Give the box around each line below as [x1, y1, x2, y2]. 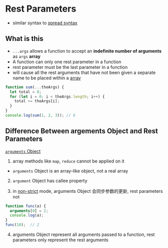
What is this [5, 34, 44, 43]
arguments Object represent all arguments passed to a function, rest [12, 231, 155, 238]
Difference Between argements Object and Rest [5, 127, 158, 136]
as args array [12, 53, 41, 59]
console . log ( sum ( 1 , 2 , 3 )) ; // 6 [5, 113, 76, 118]
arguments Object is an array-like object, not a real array [12, 168, 129, 174]
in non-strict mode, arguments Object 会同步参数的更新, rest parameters [12, 188, 163, 194]
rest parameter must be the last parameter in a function [12, 64, 128, 70]
